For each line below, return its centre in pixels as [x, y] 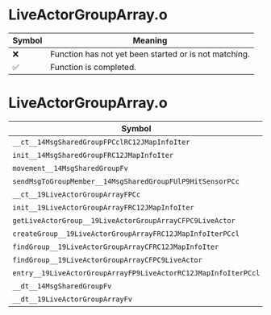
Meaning [150, 40]
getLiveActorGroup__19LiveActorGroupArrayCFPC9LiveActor [124, 220]
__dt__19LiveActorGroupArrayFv [73, 299]
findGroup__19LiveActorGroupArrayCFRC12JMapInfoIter [116, 247]
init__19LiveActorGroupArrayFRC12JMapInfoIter [104, 207]
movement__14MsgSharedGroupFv [71, 168]
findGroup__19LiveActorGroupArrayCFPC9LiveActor [108, 260]
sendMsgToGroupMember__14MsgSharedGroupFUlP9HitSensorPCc [126, 181]
